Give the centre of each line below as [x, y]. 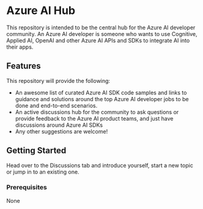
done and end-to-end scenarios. [56, 105]
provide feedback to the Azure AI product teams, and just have [94, 118]
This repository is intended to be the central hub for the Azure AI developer [101, 27]
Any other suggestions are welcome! [61, 131]
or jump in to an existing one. [43, 172]
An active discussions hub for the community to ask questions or [97, 112]
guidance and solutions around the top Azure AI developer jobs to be [102, 99]
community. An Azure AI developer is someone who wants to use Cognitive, [102, 34]
